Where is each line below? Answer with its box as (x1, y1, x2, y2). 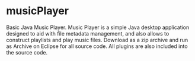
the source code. (6, 49, 48, 56)
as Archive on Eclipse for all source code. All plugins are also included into (6, 43, 188, 50)
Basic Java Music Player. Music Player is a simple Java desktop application (6, 24, 190, 31)
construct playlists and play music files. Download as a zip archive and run (6, 36, 188, 43)
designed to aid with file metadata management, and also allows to (6, 30, 170, 37)
